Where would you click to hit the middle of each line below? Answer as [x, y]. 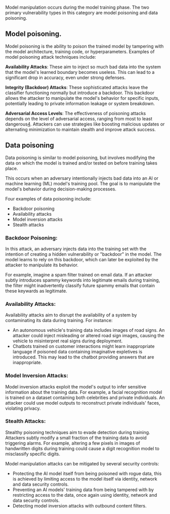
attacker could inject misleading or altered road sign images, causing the [88, 336]
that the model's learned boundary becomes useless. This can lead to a [80, 72]
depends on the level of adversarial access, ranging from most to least [79, 118]
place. [12, 168]
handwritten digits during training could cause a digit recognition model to [82, 448]
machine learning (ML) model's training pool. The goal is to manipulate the [83, 183]
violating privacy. [23, 408]
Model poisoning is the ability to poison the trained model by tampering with [84, 46]
